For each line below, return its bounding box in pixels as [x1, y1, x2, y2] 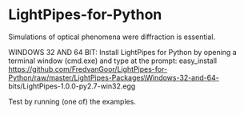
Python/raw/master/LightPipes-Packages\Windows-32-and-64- [8, 73, 220, 82]
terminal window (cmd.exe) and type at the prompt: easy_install [8, 56, 218, 65]
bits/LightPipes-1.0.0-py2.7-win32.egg [8, 81, 136, 91]
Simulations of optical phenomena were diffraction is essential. [8, 32, 216, 41]
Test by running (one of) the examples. [8, 96, 136, 106]
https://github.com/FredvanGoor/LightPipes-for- [8, 64, 168, 73]
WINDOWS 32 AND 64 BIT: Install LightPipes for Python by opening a [8, 47, 238, 57]
